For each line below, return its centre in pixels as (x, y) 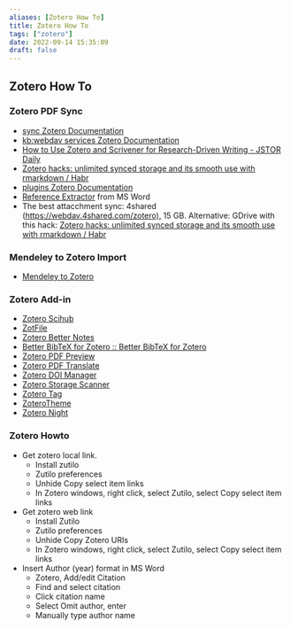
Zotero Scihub (48, 319)
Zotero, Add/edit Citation (80, 578)
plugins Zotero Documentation (77, 187)
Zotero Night (45, 413)
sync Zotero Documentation (73, 130)
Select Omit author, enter (80, 606)
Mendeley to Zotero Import (68, 257)
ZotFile (34, 328)
